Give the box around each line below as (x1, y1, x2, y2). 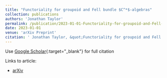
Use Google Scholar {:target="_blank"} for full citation (5, 48, 114, 54)
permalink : (5, 21, 28, 26)
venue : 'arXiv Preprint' (5, 30, 57, 35)
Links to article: (5, 58, 37, 64)
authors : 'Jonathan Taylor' (5, 16, 64, 21)
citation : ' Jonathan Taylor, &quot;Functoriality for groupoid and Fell (5, 35, 162, 40)
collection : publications (5, 12, 59, 17)
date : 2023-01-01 (5, 26, 41, 31)
